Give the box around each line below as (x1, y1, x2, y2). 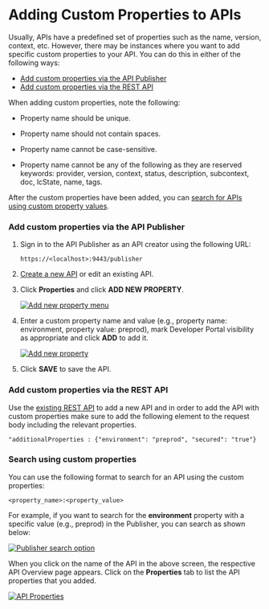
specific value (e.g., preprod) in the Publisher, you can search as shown (8, 519, 246, 529)
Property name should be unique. (19, 113, 131, 122)
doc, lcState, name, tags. (19, 177, 103, 187)
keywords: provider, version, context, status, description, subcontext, (19, 168, 250, 178)
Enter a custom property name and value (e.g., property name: (19, 316, 227, 326)
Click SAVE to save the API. (19, 364, 112, 374)
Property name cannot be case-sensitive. (19, 144, 158, 154)
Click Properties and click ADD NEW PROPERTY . (19, 285, 185, 294)
